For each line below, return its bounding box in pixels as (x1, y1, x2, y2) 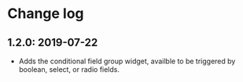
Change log (7, 5, 84, 23)
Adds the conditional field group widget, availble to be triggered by (18, 56, 236, 66)
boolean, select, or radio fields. (18, 65, 120, 74)
